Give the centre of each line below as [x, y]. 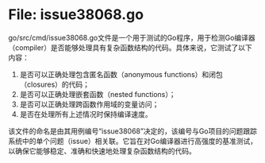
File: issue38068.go [76, 15]
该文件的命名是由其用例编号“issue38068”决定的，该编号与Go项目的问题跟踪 [133, 131]
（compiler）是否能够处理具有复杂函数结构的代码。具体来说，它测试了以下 [130, 47]
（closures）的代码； [54, 84]
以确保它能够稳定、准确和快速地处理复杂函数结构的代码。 [102, 151]
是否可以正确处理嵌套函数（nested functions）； [98, 94]
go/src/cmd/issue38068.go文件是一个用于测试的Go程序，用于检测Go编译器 [132, 37]
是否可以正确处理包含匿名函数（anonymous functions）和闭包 [121, 74]
